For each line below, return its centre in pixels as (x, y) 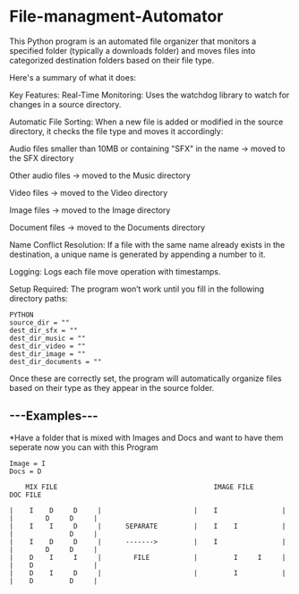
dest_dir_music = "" (48, 338)
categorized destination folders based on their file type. (112, 60)
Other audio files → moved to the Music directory (100, 175)
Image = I (28, 463)
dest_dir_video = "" (48, 346)
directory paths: (39, 298)
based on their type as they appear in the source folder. (112, 387)
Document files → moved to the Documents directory (107, 227)
